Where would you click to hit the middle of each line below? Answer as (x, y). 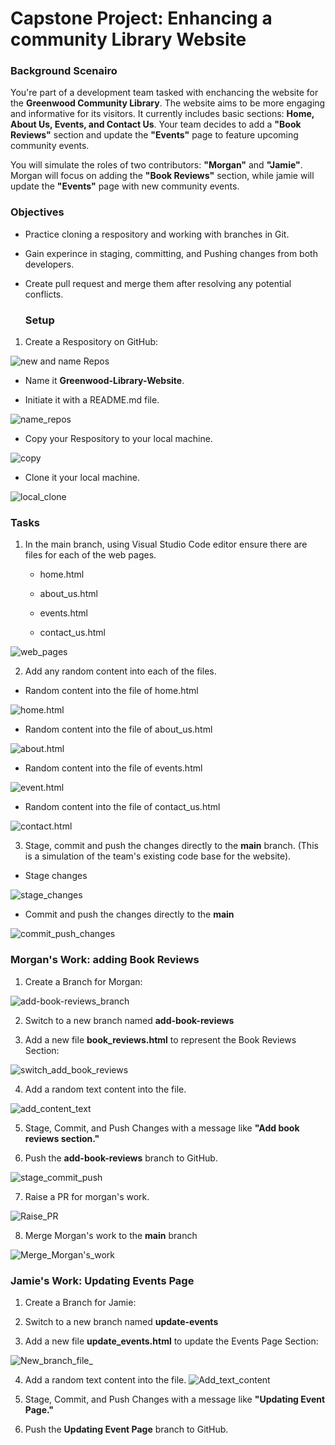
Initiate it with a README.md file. (92, 400)
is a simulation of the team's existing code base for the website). (158, 856)
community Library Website (128, 39)
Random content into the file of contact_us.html (122, 807)
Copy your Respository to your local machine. (118, 439)
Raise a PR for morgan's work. (87, 1196)
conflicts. (44, 294)
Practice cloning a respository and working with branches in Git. (157, 234)
